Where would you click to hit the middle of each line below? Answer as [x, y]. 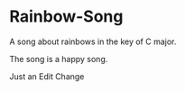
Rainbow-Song [66, 17]
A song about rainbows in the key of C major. [93, 41]
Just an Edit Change [47, 76]
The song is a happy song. [59, 59]
